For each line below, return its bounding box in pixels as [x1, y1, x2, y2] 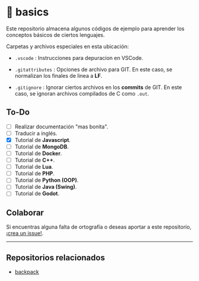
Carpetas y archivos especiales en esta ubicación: [6, 43, 129, 50]
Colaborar [6, 207, 44, 217]
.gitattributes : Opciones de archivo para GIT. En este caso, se [14, 65, 173, 73]
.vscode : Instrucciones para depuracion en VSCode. [14, 54, 143, 61]
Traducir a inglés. [14, 130, 57, 137]
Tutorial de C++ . [14, 157, 55, 164]
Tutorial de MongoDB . [14, 143, 69, 150]
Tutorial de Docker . [14, 150, 62, 157]
